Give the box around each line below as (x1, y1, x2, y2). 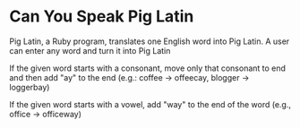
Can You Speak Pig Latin (9, 6, 194, 27)
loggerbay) (9, 81, 50, 92)
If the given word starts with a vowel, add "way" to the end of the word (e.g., (9, 98, 291, 109)
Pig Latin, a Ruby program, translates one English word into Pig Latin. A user (9, 36, 290, 47)
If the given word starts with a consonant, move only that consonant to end (9, 63, 287, 73)
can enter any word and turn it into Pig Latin (9, 45, 171, 55)
